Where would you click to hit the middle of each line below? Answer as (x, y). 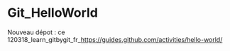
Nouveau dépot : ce (36, 32)
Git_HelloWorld (53, 13)
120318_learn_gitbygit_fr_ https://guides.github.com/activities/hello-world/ (115, 39)
